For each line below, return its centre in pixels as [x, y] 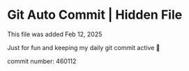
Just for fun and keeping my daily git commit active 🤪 [84, 47]
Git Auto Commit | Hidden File [95, 15]
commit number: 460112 [42, 61]
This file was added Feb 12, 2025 [55, 34]
